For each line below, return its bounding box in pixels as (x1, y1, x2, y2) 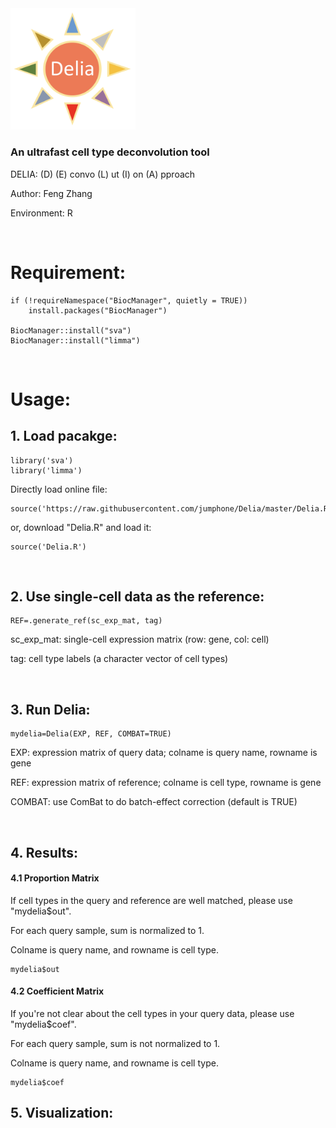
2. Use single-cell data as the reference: (10, 588, 265, 606)
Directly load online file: (10, 483, 108, 495)
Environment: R (10, 207, 73, 219)
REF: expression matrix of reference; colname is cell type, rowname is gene (10, 777, 322, 789)
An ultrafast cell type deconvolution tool (10, 145, 210, 159)
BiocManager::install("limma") (10, 335, 141, 346)
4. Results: (10, 844, 79, 861)
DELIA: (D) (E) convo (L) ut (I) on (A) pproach (10, 168, 196, 180)
